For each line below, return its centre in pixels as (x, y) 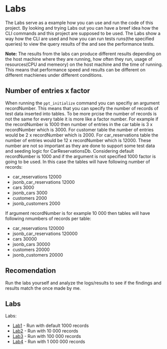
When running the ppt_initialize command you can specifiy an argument (82, 103)
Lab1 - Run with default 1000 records (51, 326)
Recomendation (31, 271)
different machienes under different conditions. (54, 75)
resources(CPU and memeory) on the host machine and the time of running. (84, 64)
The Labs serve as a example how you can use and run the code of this (79, 23)
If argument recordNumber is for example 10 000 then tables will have (78, 213)
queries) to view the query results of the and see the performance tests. (80, 44)
